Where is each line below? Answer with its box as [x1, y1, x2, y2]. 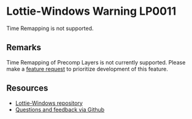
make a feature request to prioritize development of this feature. [6, 65, 169, 72]
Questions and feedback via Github [15, 106, 105, 113]
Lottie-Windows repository [15, 99, 83, 107]
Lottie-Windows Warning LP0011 [6, 4, 177, 18]
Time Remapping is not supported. [6, 25, 94, 32]
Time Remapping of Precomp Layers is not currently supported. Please [6, 58, 186, 66]
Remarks [6, 42, 42, 53]
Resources [6, 83, 48, 93]
